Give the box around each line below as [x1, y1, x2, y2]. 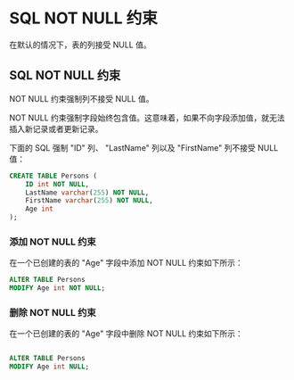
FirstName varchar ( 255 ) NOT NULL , [25, 196, 153, 205]
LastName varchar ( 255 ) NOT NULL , [25, 188, 150, 197]
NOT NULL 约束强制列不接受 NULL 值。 [9, 93, 154, 103]
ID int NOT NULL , [25, 179, 90, 188]
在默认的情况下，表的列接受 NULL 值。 [9, 39, 151, 50]
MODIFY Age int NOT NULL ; [9, 284, 105, 293]
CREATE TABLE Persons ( [9, 171, 98, 180]
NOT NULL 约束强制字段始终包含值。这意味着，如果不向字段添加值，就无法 [9, 112, 285, 123]
